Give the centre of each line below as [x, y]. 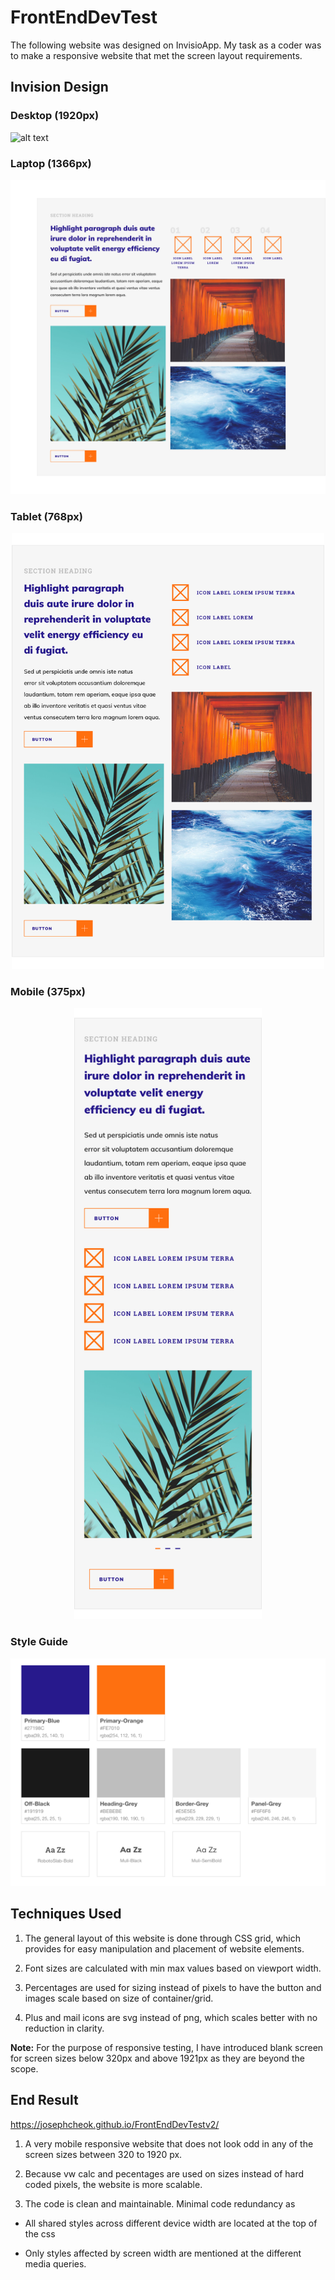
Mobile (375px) [48, 991]
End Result [44, 2100]
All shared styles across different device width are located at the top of [171, 2223]
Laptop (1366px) [51, 163]
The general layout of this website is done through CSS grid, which [162, 1938]
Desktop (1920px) [55, 116]
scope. [24, 2068]
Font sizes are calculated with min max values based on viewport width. [173, 1968]
